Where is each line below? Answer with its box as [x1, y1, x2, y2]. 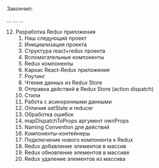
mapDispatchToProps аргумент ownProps [24, 117, 129, 124]
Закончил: [7, 5, 33, 12]
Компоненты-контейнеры [24, 130, 90, 137]
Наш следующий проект [24, 35, 87, 41]
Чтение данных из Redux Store [24, 79, 103, 86]
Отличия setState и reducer [24, 105, 93, 111]
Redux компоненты [24, 60, 74, 67]
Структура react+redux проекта [24, 47, 106, 54]
